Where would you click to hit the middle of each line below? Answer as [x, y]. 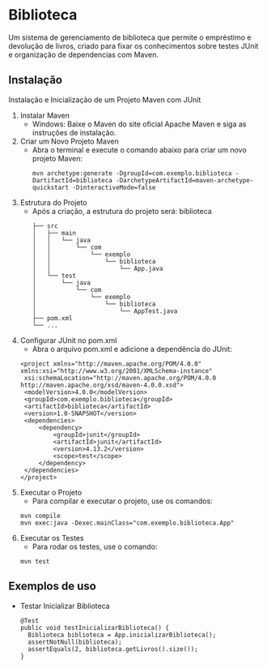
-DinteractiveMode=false [114, 187]
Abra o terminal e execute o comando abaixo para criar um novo [139, 150]
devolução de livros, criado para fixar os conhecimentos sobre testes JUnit [133, 45]
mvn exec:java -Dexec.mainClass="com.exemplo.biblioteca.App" [127, 523]
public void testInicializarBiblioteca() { [95, 627]
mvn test [35, 561]
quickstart [51, 187]
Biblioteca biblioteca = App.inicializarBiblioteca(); [122, 635]
